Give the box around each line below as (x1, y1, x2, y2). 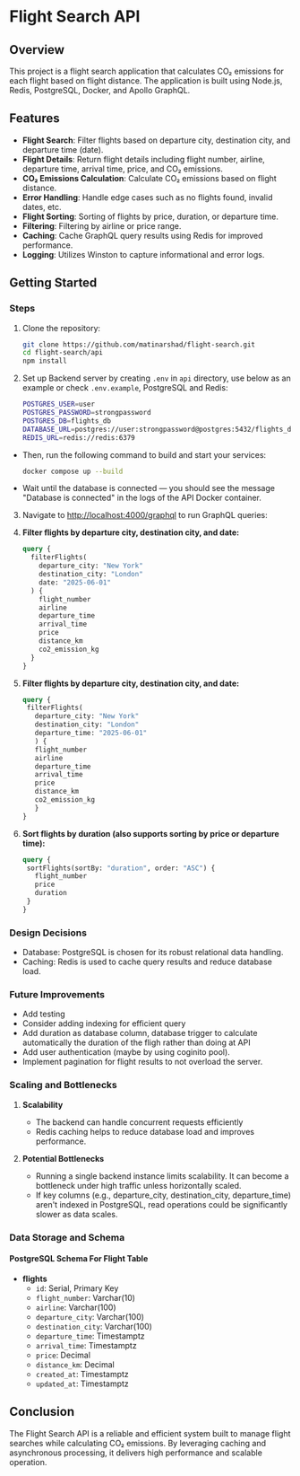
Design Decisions (9, 927, 88, 939)
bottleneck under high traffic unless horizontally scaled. (35, 1180, 242, 1190)
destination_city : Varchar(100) (35, 1321, 152, 1331)
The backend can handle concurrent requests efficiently (35, 1116, 244, 1128)
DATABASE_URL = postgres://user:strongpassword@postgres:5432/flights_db (21, 425, 296, 434)
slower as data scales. (35, 1208, 118, 1219)
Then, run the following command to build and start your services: (21, 449, 267, 460)
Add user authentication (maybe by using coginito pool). (21, 1047, 230, 1058)
